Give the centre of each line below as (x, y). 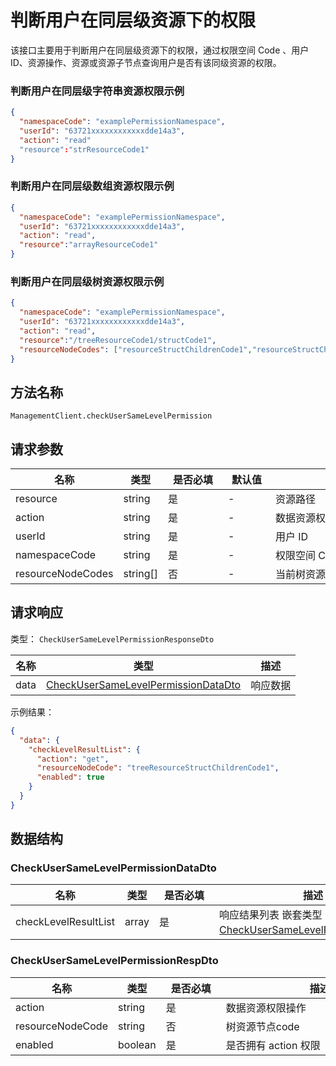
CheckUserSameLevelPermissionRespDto (114, 961)
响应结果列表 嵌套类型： (276, 915)
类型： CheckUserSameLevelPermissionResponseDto (112, 638)
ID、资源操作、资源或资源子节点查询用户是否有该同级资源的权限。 (146, 62)
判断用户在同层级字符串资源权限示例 (97, 91)
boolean (137, 1044)
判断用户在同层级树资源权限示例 (87, 281)
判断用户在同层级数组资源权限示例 (92, 186)
